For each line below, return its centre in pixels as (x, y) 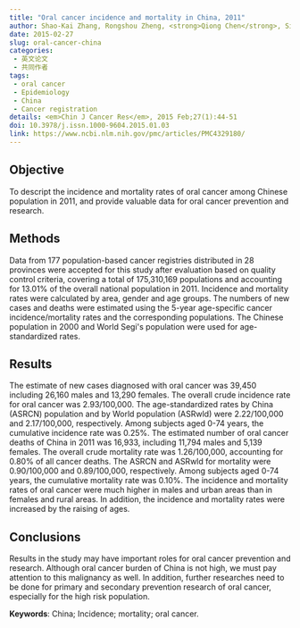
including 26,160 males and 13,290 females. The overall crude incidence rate (150, 395)
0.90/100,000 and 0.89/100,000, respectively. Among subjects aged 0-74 (144, 471)
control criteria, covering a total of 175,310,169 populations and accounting (146, 279)
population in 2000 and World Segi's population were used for (124, 326)
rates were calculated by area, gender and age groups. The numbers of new (150, 298)
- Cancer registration (55, 109)
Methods (35, 239)
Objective (37, 170)
